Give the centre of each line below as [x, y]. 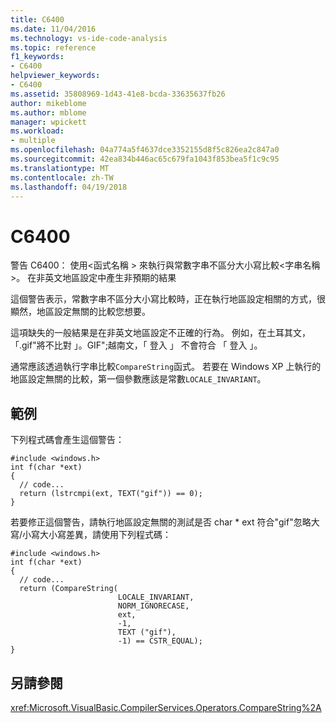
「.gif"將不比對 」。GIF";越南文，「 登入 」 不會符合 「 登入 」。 [136, 345]
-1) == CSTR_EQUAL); [160, 641]
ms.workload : [37, 131]
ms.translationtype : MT [60, 168]
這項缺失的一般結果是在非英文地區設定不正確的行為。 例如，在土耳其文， [160, 333]
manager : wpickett [48, 122]
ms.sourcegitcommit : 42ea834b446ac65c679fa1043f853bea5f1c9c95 [145, 159]
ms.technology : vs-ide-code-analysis [89, 38]
